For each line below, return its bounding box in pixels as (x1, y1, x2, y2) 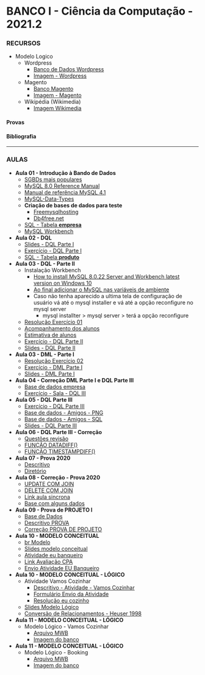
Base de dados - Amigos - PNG (24, 409, 104, 416)
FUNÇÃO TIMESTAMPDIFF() (24, 448, 96, 455)
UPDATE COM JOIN (24, 480, 74, 487)
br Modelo (24, 538, 51, 546)
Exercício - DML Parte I (24, 363, 83, 371)
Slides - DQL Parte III (24, 422, 77, 429)
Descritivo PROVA (24, 519, 70, 526)
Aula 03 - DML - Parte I (15, 351, 74, 358)
